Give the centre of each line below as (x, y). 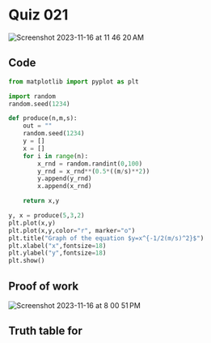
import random (32, 96)
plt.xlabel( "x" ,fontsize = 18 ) (57, 246)
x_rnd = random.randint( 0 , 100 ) (90, 164)
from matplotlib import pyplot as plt (74, 81)
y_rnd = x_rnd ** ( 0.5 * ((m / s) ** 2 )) (94, 171)
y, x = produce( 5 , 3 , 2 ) (46, 216)
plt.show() (27, 261)
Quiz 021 (38, 15)
